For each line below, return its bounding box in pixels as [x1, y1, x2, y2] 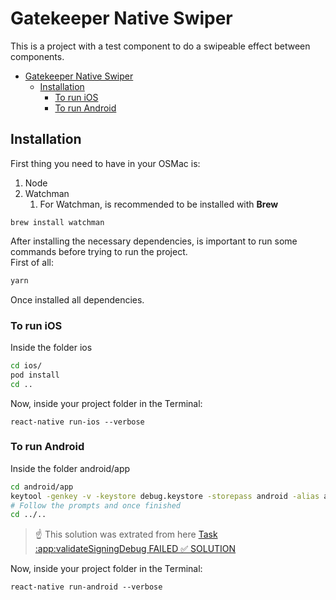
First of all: [10, 256, 55, 268]
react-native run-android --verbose [10, 582, 163, 592]
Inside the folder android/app [10, 462, 131, 474]
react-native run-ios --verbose [10, 417, 145, 427]
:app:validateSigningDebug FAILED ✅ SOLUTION [34, 543, 237, 555]
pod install [10, 370, 60, 380]
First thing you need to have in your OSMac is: [10, 157, 201, 169]
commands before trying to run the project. [10, 245, 188, 257]
